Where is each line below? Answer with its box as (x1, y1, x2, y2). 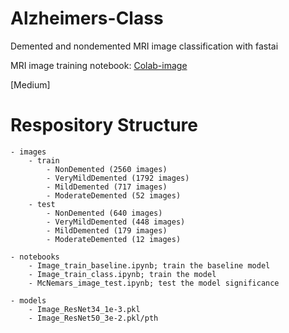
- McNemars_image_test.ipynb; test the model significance (28, 278, 280, 288)
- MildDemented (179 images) (46, 225, 168, 236)
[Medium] (10, 78, 51, 91)
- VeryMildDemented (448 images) (46, 217, 186, 227)
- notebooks (10, 252, 60, 262)
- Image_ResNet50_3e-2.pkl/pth (28, 313, 159, 323)
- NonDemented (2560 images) (46, 164, 168, 174)
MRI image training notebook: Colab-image (10, 59, 188, 71)
